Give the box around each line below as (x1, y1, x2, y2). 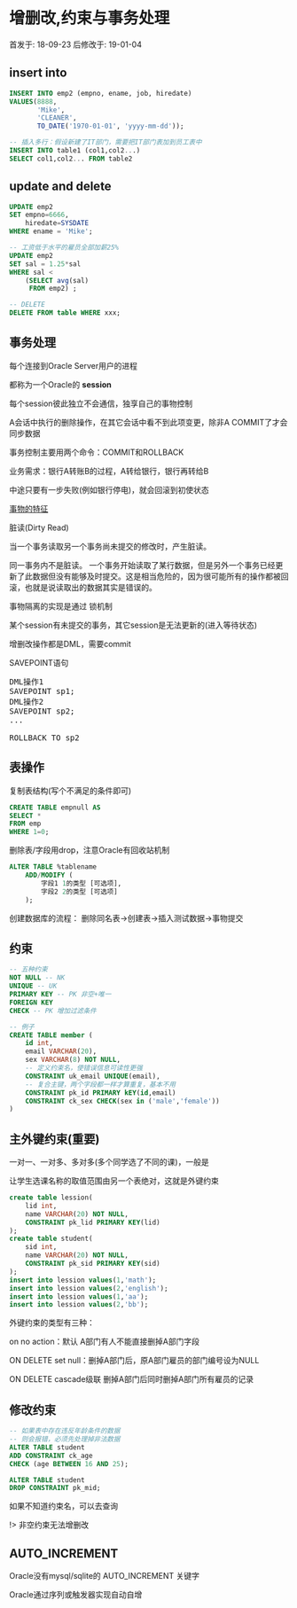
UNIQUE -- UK (9, 981, 58, 991)
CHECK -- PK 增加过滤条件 (9, 1006, 98, 1015)
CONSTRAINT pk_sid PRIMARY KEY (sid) (25, 1260, 161, 1268)
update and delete (9, 179, 113, 194)
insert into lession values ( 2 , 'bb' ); (9, 1300, 149, 1309)
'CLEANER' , (36, 113, 77, 122)
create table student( (9, 1234, 93, 1244)
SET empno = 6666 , (9, 210, 69, 220)
